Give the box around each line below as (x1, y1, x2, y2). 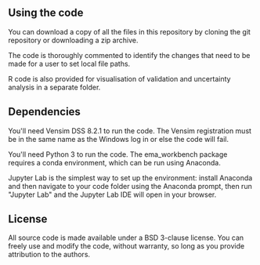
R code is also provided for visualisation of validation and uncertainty (8, 74, 231, 83)
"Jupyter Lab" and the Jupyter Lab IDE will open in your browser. (8, 190, 217, 199)
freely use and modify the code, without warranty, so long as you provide (8, 241, 245, 251)
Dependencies (8, 105, 81, 118)
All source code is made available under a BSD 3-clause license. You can (8, 233, 244, 242)
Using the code (8, 6, 84, 20)
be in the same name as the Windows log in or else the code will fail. (8, 134, 229, 143)
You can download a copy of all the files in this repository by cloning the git (8, 27, 251, 36)
